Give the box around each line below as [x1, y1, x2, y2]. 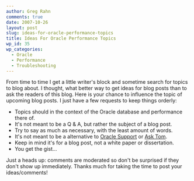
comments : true [6, 14, 43, 20]
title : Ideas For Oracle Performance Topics [6, 36, 116, 41]
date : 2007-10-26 [6, 19, 49, 25]
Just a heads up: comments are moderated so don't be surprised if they [6, 157, 179, 164]
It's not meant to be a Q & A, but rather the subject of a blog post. [14, 120, 172, 128]
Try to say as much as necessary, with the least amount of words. [14, 127, 173, 134]
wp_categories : [6, 47, 43, 52]
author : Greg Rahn [6, 8, 51, 15]
